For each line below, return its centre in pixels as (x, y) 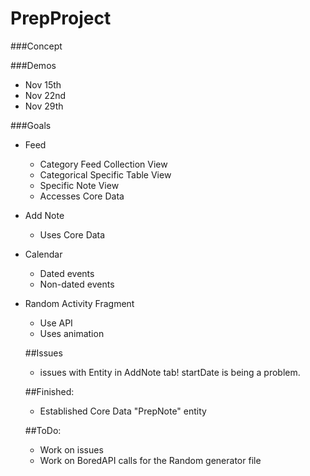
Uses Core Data (72, 234)
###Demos (33, 65)
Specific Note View (79, 185)
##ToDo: (43, 430)
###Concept (36, 46)
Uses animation (72, 333)
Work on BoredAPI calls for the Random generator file (150, 460)
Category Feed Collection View (103, 164)
